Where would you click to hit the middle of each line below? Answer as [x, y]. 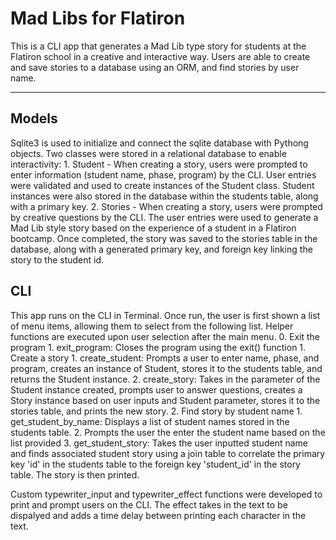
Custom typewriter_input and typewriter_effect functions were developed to [166, 494]
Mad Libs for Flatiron [98, 18]
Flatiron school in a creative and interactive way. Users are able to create [160, 56]
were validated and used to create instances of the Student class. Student [162, 185]
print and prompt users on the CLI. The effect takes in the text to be [149, 504]
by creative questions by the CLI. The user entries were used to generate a [164, 217]
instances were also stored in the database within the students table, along [164, 196]
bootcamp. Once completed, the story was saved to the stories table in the [164, 238]
